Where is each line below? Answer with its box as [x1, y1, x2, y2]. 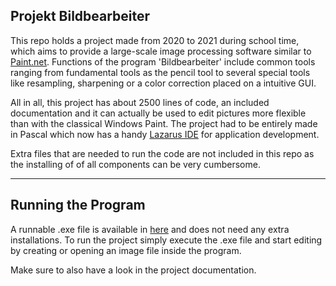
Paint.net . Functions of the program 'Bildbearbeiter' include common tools [10, 55, 316, 68]
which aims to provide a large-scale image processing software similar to [10, 45, 312, 57]
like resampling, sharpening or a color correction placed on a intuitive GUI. [10, 77, 317, 89]
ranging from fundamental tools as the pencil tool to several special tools [10, 66, 311, 78]
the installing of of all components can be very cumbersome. [10, 158, 261, 170]
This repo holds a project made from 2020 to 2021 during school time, [10, 34, 300, 46]
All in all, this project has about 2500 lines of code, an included [10, 96, 270, 108]
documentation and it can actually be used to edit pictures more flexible [10, 107, 307, 119]
